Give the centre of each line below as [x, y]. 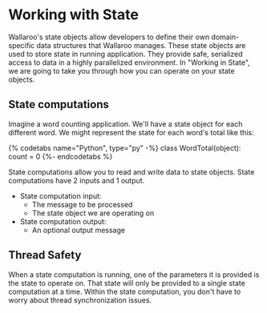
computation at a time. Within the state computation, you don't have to [125, 291]
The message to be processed [82, 204]
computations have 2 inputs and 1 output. [77, 180]
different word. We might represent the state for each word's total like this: [131, 132]
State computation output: [63, 221]
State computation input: [61, 196]
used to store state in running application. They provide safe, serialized [125, 54]
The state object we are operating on [93, 213]
